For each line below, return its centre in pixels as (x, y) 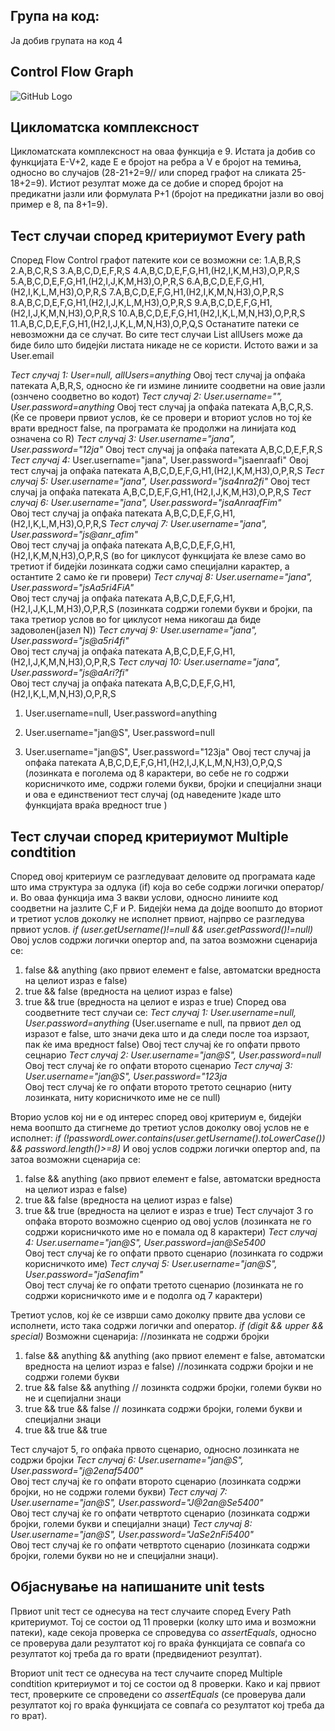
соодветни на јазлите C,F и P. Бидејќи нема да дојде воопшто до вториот (166, 908)
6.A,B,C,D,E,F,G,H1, (225, 281)
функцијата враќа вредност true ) (96, 805)
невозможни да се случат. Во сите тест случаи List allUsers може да (156, 335)
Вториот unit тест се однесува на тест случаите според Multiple (146, 1673)
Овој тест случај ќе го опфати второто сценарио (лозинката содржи (156, 1481)
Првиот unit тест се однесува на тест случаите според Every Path (151, 1611)
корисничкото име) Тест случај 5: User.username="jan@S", (151, 1264)
